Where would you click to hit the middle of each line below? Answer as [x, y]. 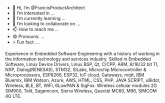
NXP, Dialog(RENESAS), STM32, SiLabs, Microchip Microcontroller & [76, 69]
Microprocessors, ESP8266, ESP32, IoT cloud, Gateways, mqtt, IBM [75, 75]
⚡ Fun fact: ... [26, 42]
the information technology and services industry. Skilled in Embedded [78, 59]
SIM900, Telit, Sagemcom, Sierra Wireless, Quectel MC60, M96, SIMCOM [81, 91]
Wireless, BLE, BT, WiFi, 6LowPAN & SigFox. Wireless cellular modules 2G [81, 85]
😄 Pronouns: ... [28, 36]
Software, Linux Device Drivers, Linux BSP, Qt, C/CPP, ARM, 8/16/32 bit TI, [82, 64]
